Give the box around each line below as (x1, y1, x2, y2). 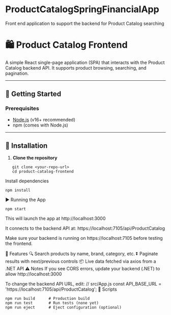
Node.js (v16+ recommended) (12, 116, 75, 122)
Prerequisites (5, 105, 39, 112)
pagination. (5, 70, 29, 76)
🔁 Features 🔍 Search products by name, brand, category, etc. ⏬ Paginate (5, 250, 158, 257)
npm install (5, 188, 31, 193)
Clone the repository (12, 155, 58, 161)
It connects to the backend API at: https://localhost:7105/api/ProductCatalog (5, 225, 165, 232)
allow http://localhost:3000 (5, 271, 62, 277)
